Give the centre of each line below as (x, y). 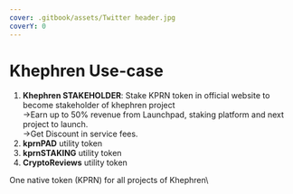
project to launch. (55, 125)
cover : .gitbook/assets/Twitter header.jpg (93, 18)
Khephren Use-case (87, 71)
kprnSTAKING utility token (72, 153)
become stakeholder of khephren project (99, 106)
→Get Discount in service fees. (80, 134)
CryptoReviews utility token (75, 162)
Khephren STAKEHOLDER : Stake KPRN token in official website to (146, 96)
